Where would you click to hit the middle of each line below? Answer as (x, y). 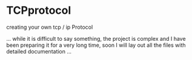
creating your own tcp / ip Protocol (50, 27)
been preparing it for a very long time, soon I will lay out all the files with (96, 45)
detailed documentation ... (39, 51)
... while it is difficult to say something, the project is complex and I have (96, 38)
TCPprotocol (39, 10)
